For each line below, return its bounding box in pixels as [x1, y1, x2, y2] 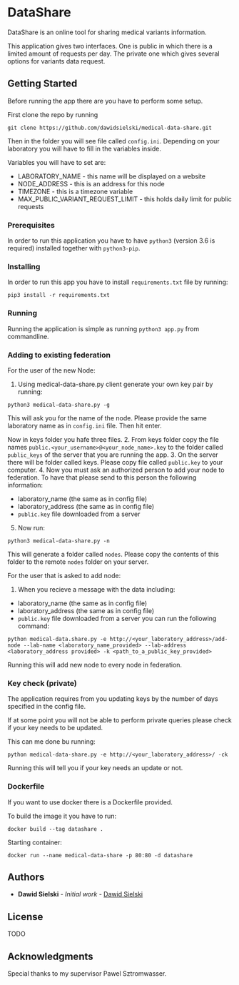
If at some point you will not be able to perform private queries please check [7, 716, 232, 724]
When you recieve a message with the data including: [17, 585, 176, 593]
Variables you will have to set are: [7, 158, 106, 166]
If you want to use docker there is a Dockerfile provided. [7, 797, 173, 807]
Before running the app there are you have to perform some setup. [7, 96, 203, 105]
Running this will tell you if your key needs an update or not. [7, 764, 183, 772]
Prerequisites [7, 220, 55, 230]
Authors [7, 871, 45, 883]
